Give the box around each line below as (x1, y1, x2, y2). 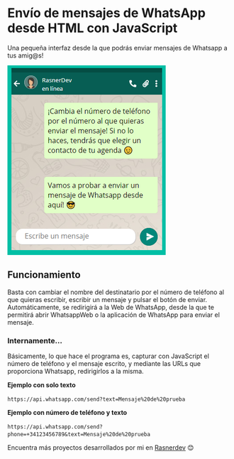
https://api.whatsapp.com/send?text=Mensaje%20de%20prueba (7, 396, 186, 403)
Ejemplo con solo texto (7, 381, 76, 389)
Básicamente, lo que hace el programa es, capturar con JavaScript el (7, 352, 209, 360)
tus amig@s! (7, 51, 44, 60)
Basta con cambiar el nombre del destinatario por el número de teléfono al (7, 288, 225, 296)
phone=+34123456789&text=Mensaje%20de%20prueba (7, 431, 151, 438)
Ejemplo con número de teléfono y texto (7, 409, 128, 417)
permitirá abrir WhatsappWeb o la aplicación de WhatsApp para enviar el (7, 310, 220, 319)
